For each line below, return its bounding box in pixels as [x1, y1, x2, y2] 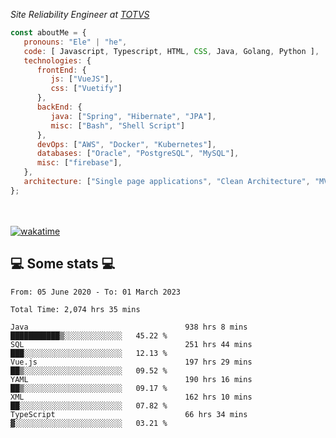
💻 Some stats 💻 [10, 255, 116, 273]
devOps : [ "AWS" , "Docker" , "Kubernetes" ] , [36, 139, 217, 149]
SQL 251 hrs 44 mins [10, 339, 253, 349]
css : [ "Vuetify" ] [50, 84, 123, 94]
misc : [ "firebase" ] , [36, 158, 123, 168]
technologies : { [23, 55, 92, 66]
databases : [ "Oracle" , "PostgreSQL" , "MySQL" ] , [36, 149, 240, 159]
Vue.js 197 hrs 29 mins [10, 357, 253, 367]
